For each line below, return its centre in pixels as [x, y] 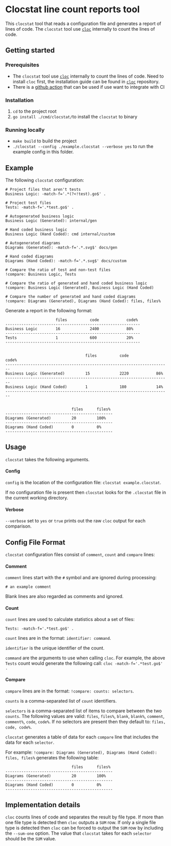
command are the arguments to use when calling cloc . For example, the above [85, 658]
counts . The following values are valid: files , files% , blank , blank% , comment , [85, 716]
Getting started [30, 50]
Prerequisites [22, 65]
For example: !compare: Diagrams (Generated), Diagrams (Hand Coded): [81, 752]
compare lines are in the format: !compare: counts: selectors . [70, 691]
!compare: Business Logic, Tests [41, 275]
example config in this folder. [43, 152]
